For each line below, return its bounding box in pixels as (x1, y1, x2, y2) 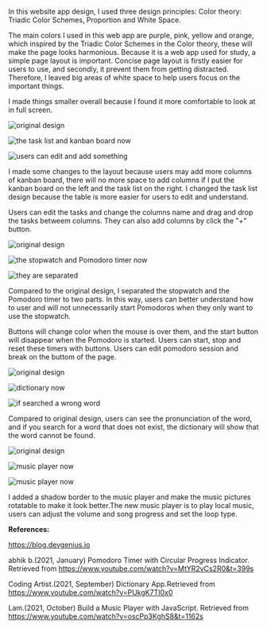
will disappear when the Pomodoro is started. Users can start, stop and (8, 336, 242, 344)
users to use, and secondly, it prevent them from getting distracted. (8, 64, 229, 74)
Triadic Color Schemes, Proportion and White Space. (8, 15, 181, 25)
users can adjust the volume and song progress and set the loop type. (8, 509, 238, 518)
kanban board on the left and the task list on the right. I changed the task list (8, 184, 258, 193)
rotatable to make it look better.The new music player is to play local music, (8, 501, 254, 510)
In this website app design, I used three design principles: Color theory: (8, 7, 242, 16)
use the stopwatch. (8, 312, 72, 320)
